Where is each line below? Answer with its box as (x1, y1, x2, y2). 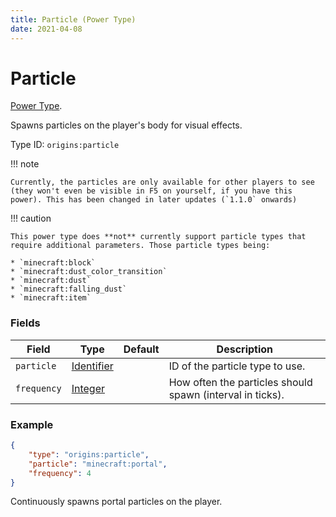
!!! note (10, 158, 40, 170)
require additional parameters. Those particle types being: (10, 241, 271, 251)
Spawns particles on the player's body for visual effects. (10, 119, 243, 131)
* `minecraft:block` (10, 258, 97, 268)
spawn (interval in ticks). (168, 387, 285, 401)
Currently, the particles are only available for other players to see (10, 177, 315, 188)
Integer (71, 381, 105, 395)
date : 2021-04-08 (10, 24, 83, 34)
